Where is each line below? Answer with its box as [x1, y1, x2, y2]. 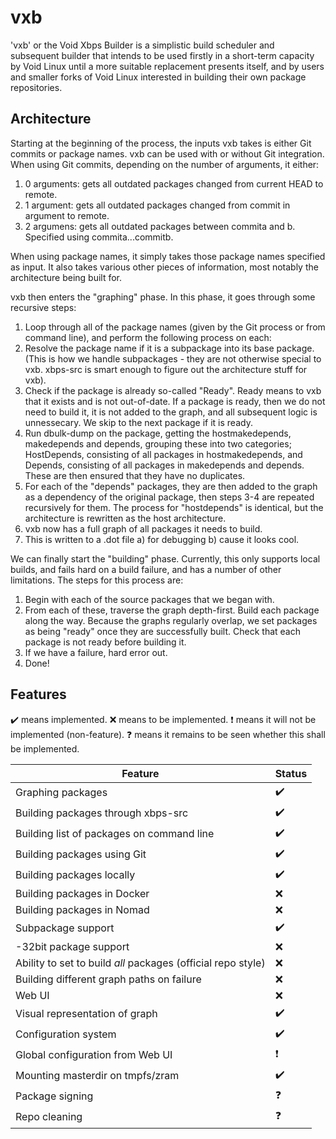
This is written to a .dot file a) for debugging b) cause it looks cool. [24, 533, 300, 545]
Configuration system [15, 1027, 117, 1041]
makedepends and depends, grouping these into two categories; [24, 437, 292, 450]
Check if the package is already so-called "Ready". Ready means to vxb [24, 384, 322, 396]
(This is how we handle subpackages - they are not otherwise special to [24, 352, 322, 365]
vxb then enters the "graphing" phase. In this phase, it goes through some [10, 291, 316, 303]
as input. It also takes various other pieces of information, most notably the [10, 261, 319, 273]
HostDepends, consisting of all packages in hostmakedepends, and [24, 448, 303, 460]
